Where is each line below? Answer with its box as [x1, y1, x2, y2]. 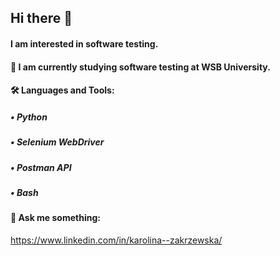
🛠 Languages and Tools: [10, 84, 115, 96]
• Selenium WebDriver [10, 136, 105, 148]
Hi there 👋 [10, 10, 73, 27]
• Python [10, 111, 48, 123]
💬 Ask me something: [10, 212, 101, 224]
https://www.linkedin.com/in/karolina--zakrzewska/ [10, 234, 223, 246]
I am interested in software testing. [10, 37, 159, 50]
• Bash [10, 186, 39, 198]
